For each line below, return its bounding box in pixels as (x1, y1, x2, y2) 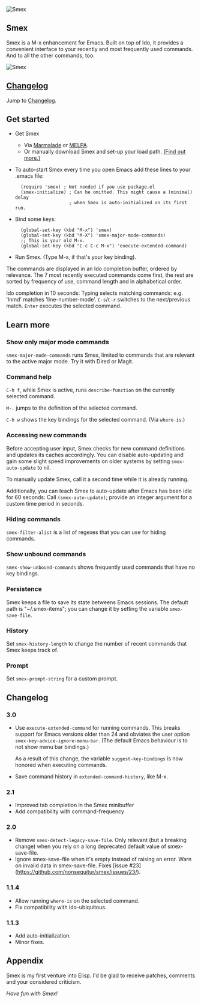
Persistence (6, 585, 42, 593)
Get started (6, 114, 50, 124)
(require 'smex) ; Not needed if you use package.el (20, 184, 155, 190)
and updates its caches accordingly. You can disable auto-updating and (6, 451, 184, 458)
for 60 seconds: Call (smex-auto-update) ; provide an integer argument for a (6, 493, 192, 501)
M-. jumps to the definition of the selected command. (6, 404, 137, 411)
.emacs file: (14, 172, 44, 180)
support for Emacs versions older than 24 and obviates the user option (14, 730, 190, 738)
